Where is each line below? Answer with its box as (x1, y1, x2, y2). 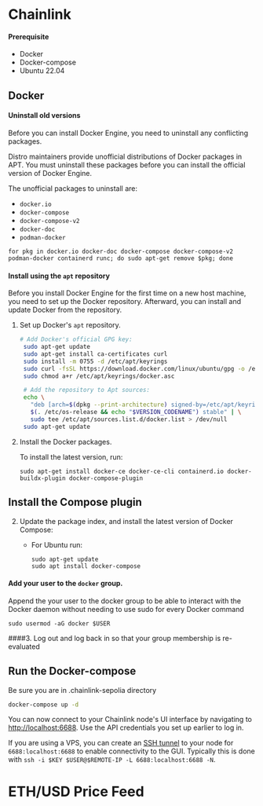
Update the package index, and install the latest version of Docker (19, 516, 234, 526)
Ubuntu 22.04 (19, 66, 65, 75)
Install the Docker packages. (19, 437, 112, 446)
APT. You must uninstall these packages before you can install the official (8, 159, 246, 170)
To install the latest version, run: (19, 452, 123, 461)
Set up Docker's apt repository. (19, 321, 122, 330)
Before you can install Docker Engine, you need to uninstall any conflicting (8, 128, 249, 137)
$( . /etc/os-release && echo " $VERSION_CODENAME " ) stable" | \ (30, 408, 242, 416)
